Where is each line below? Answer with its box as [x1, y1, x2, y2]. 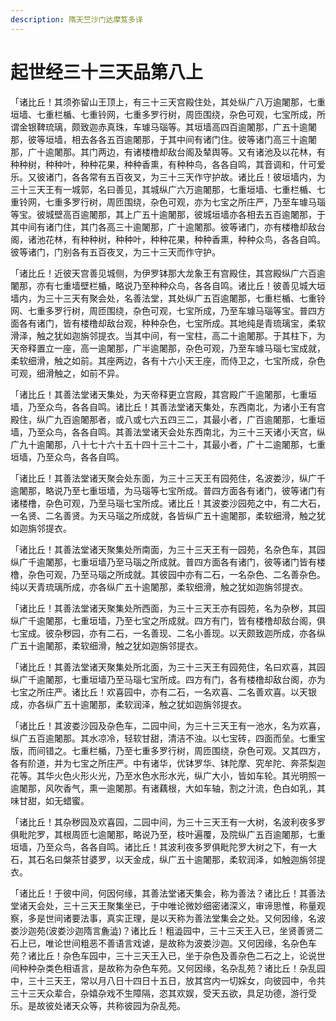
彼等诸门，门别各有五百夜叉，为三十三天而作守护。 [10, 246, 221, 258]
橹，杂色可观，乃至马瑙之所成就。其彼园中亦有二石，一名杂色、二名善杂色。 [10, 568, 326, 580]
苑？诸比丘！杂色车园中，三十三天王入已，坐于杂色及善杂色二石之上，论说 [10, 949, 317, 961]
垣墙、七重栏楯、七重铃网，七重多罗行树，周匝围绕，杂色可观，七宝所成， [10, 108, 317, 120]
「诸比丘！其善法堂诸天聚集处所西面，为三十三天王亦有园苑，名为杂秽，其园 [10, 602, 326, 614]
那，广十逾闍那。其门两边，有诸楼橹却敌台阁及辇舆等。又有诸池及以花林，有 [10, 146, 326, 158]
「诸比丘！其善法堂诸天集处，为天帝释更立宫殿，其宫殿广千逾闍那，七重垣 [10, 388, 317, 400]
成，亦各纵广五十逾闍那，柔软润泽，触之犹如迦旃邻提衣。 [10, 698, 247, 710]
